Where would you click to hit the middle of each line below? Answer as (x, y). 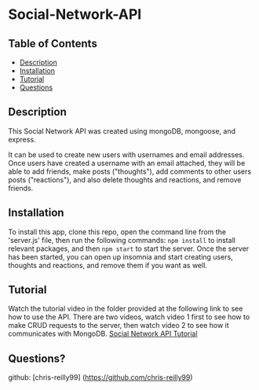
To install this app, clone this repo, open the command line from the (117, 232)
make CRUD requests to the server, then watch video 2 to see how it (119, 326)
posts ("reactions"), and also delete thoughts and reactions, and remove (125, 179)
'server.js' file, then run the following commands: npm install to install (122, 240)
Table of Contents (53, 44)
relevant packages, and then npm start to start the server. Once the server (129, 248)
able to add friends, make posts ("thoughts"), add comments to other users (130, 171)
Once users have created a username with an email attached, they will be (127, 163)
